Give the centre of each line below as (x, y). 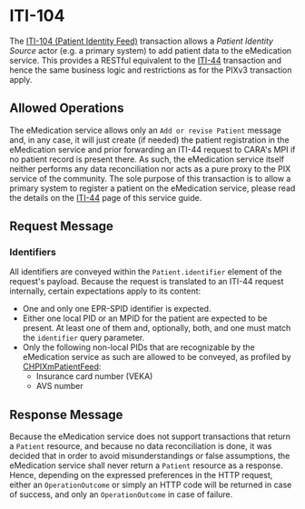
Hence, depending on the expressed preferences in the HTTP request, (141, 475)
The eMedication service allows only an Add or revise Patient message (145, 130)
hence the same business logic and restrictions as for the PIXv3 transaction (151, 70)
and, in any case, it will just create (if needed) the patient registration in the (149, 140)
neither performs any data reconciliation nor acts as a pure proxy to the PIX (150, 168)
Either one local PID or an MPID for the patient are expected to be (145, 318)
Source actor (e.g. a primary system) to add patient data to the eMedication (151, 50)
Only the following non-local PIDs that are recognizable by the (139, 347)
